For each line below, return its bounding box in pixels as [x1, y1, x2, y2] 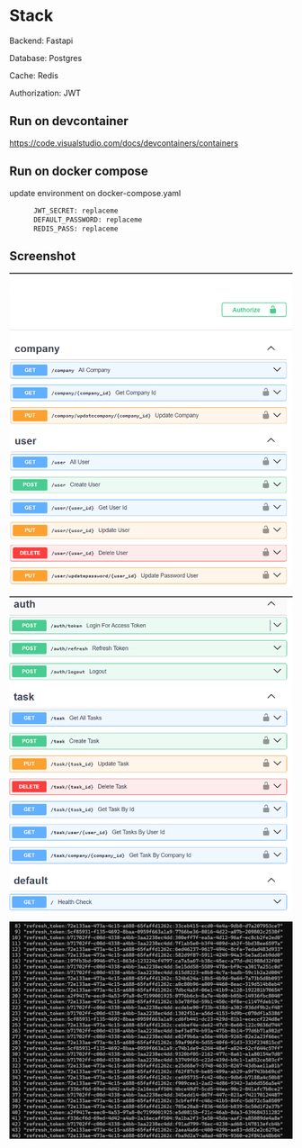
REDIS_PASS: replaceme [32, 224, 119, 233]
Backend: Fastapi [9, 35, 74, 46]
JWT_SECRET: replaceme [32, 206, 119, 215]
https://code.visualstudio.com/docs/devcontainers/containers [9, 137, 239, 149]
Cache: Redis [9, 69, 58, 81]
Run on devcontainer [9, 113, 129, 129]
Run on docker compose [9, 164, 148, 179]
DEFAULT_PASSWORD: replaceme [32, 215, 143, 224]
